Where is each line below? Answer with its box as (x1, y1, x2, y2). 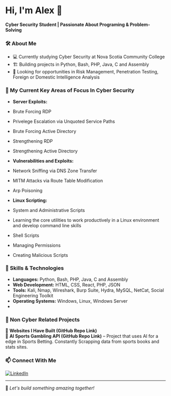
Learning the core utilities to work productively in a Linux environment (12, 217, 159, 223)
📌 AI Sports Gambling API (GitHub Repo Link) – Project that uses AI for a (5, 333, 159, 339)
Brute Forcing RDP (12, 108, 52, 114)
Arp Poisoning (12, 187, 43, 193)
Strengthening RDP (12, 138, 53, 144)
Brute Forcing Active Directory (12, 128, 76, 134)
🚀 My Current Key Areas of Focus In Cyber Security (5, 87, 135, 94)
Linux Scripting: (12, 197, 47, 203)
